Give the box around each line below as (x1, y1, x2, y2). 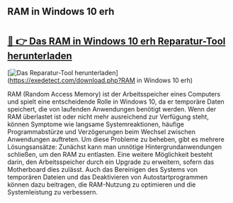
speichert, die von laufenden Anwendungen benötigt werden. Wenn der (7, 105, 217, 113)
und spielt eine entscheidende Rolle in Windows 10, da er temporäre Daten (7, 97, 225, 106)
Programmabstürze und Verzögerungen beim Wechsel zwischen (7, 128, 196, 136)
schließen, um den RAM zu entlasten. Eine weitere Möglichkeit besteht (7, 150, 213, 158)
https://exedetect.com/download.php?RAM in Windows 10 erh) (9, 76, 193, 84)
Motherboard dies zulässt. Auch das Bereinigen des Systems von (7, 165, 198, 173)
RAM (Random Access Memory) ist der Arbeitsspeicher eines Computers (7, 90, 221, 98)
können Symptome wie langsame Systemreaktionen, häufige (7, 120, 185, 128)
